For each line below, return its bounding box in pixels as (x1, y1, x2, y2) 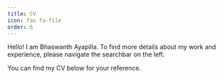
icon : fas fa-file (7, 17, 62, 24)
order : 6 (7, 23, 33, 30)
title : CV (7, 10, 37, 18)
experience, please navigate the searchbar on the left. (7, 50, 165, 59)
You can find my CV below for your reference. (7, 64, 142, 73)
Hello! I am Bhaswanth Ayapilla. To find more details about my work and (7, 43, 217, 51)
